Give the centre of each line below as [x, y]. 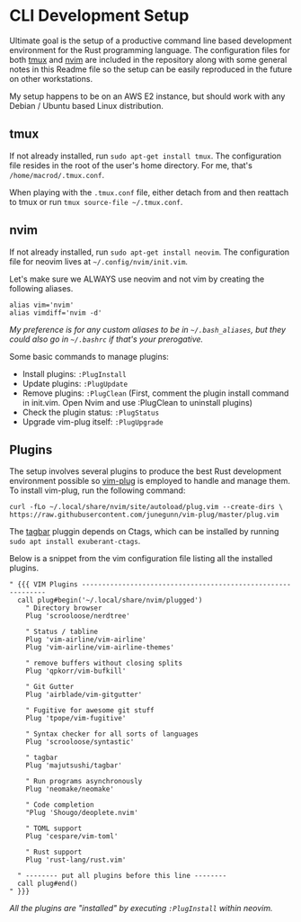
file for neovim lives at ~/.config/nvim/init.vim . [99, 261]
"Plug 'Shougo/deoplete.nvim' [82, 813]
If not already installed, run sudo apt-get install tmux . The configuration [146, 156]
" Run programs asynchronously [84, 782]
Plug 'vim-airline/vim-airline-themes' [100, 648]
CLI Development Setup [99, 16]
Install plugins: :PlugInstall [75, 373]
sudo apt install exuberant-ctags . [75, 542]
